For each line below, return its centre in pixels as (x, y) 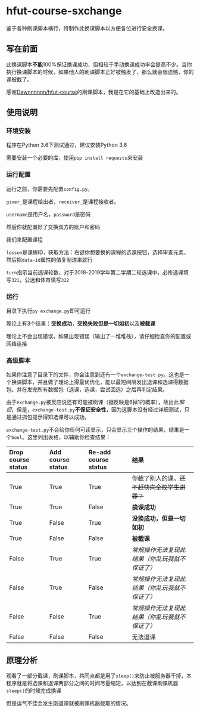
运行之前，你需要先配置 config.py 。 (50, 188)
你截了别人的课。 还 (159, 478)
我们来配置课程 (24, 239)
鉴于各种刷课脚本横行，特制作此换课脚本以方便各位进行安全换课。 (87, 28)
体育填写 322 (55, 280)
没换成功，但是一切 (159, 519)
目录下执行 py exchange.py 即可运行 (49, 311)
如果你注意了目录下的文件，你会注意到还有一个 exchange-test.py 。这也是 (95, 374)
